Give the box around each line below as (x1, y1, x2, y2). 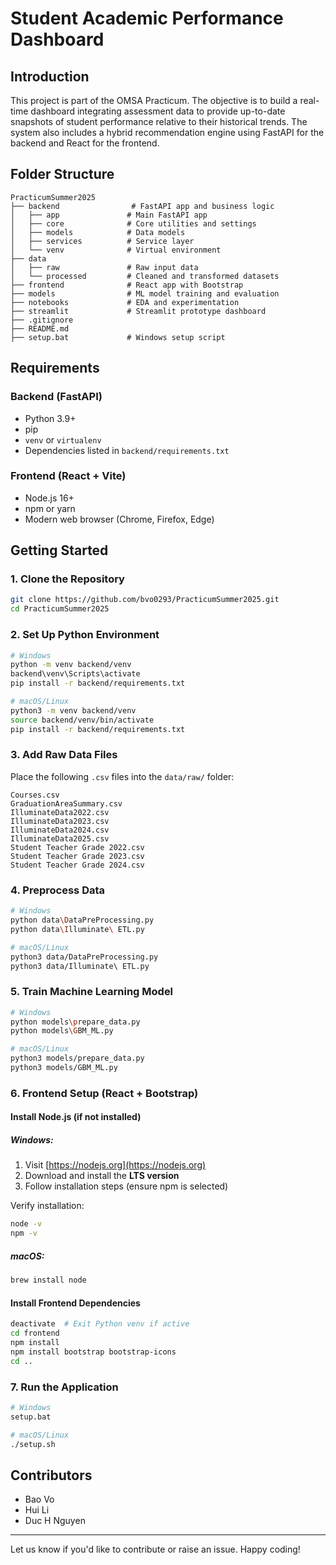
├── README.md (10, 323, 70, 334)
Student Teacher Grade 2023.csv (10, 851, 145, 861)
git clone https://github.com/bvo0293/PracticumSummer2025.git (10, 595, 280, 605)
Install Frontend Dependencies (10, 1297, 141, 1309)
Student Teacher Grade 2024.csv (10, 860, 145, 870)
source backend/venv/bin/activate (10, 715, 155, 725)
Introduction (10, 68, 90, 85)
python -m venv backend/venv (10, 660, 132, 670)
